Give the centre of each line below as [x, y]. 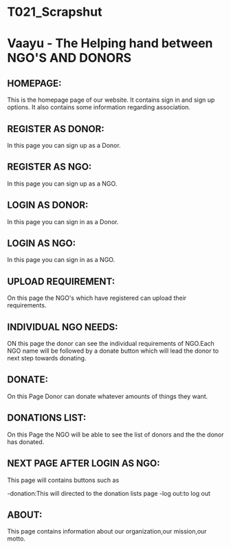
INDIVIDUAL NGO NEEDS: [63, 327]
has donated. [26, 441]
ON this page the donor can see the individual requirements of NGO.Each [111, 344]
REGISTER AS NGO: [49, 167]
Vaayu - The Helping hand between [110, 44]
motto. [16, 539]
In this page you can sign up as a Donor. [64, 145]
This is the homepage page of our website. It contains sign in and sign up [111, 100]
